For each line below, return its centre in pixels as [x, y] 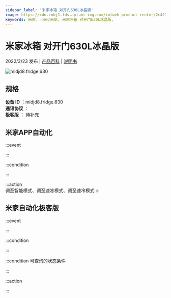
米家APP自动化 [29, 132]
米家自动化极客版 [32, 208]
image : [12, 15]
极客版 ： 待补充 [22, 115]
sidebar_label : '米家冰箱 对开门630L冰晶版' [49, 10]
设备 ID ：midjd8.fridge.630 [34, 102]
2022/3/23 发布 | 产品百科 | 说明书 [41, 61]
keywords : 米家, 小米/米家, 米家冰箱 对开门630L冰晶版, [60, 19]
